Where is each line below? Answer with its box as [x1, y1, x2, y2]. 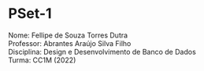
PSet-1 [8, 5, 53, 23]
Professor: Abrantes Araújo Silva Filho [8, 38, 132, 48]
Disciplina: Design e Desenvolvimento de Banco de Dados [8, 47, 197, 56]
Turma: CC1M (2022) [8, 55, 76, 65]
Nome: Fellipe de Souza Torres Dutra [8, 30, 128, 40]
